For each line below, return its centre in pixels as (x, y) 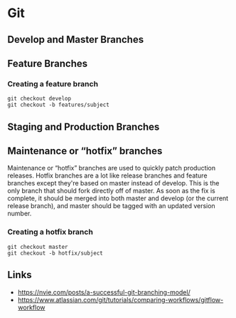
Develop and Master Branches (76, 40)
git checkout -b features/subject (59, 105)
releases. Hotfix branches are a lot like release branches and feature (107, 175)
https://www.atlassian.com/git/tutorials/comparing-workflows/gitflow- (120, 299)
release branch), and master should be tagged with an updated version (111, 206)
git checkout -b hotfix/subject (55, 253)
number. (20, 214)
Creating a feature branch (53, 83)
